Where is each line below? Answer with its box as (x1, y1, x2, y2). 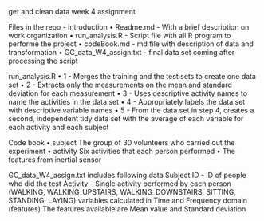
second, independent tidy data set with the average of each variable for (8, 114, 244, 123)
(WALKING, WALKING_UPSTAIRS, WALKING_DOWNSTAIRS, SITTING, (8, 187, 237, 196)
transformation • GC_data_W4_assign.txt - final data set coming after (8, 48, 235, 57)
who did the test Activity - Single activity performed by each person (8, 179, 231, 188)
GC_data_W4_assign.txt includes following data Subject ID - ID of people (8, 171, 247, 180)
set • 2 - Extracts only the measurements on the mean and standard (8, 80, 233, 89)
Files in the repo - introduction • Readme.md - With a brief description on (8, 22, 250, 31)
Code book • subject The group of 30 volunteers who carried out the (8, 138, 235, 147)
